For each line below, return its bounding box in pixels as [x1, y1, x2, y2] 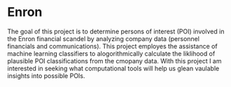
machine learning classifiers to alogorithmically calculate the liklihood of [7, 49, 216, 58]
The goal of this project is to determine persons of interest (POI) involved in [7, 27, 225, 35]
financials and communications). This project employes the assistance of [7, 42, 218, 50]
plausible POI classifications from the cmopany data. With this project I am [7, 56, 222, 65]
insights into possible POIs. [7, 71, 85, 80]
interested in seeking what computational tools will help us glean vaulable [7, 64, 220, 72]
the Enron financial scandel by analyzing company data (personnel [7, 34, 199, 42]
